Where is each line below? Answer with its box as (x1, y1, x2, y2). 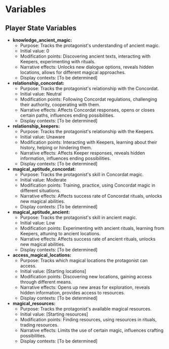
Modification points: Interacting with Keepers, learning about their (20, 139, 157, 145)
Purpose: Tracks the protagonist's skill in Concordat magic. (20, 171, 144, 178)
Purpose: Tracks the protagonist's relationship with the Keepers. (20, 128, 154, 135)
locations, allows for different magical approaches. (20, 69, 126, 75)
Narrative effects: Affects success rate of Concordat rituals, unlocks (20, 193, 162, 199)
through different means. (20, 279, 72, 285)
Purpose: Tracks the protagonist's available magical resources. (20, 306, 152, 312)
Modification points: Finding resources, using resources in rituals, (20, 317, 157, 322)
